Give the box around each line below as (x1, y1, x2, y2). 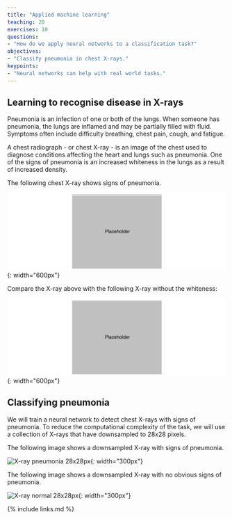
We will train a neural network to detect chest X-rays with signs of (7, 415, 196, 424)
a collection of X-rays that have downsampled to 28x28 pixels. (7, 430, 186, 438)
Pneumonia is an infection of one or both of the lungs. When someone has (7, 115, 220, 123)
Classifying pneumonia (7, 397, 110, 408)
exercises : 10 (7, 26, 49, 33)
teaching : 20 (7, 18, 45, 26)
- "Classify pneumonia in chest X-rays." (7, 56, 129, 63)
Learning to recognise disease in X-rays (7, 97, 184, 109)
